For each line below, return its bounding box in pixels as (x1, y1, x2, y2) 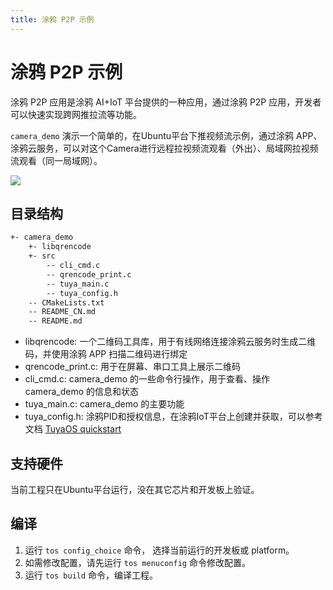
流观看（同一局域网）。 (10, 154, 103, 166)
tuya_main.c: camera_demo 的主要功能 (24, 398, 185, 410)
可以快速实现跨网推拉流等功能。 (10, 108, 142, 120)
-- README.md (28, 316, 83, 326)
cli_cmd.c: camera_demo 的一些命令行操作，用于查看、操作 (24, 373, 271, 385)
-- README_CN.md (28, 307, 97, 317)
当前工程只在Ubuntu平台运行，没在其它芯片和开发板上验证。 (10, 483, 260, 495)
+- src (28, 251, 56, 261)
